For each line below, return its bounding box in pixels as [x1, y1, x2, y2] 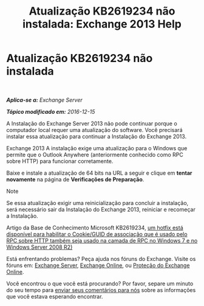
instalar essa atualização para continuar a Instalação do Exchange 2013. [6, 133, 187, 140]
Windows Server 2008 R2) [6, 243, 73, 251]
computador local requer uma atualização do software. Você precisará [6, 126, 183, 133]
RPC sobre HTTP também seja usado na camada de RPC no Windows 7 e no [6, 237, 198, 244]
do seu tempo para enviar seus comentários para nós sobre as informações [6, 286, 196, 293]
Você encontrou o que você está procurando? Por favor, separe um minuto [6, 280, 194, 287]
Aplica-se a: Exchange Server [6, 96, 83, 103]
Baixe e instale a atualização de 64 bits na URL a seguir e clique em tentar [6, 169, 192, 176]
